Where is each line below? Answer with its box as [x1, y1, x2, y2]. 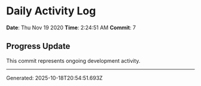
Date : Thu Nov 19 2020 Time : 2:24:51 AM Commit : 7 [6, 24, 136, 31]
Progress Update [6, 41, 71, 51]
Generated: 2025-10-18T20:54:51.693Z [6, 74, 103, 81]
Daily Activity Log [6, 4, 96, 18]
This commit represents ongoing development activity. [6, 57, 141, 64]
